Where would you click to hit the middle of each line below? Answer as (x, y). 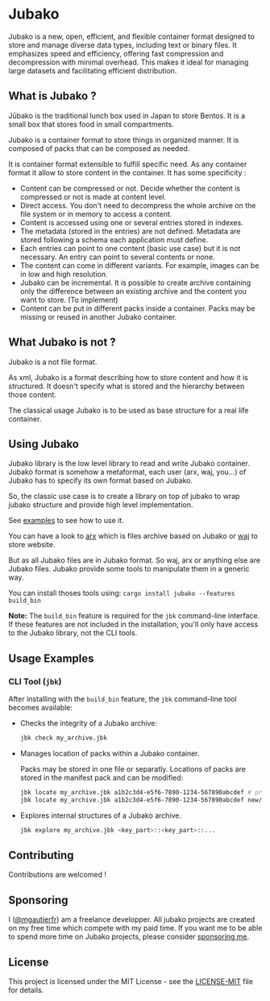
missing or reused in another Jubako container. (98, 316)
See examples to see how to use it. (66, 521)
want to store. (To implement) (69, 299)
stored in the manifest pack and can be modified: (102, 777)
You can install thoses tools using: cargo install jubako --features (122, 593)
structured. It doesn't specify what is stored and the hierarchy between (127, 386)
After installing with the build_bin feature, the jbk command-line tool (123, 699)
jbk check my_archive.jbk (63, 738)
